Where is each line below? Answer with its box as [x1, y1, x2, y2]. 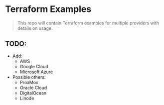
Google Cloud [19, 63, 48, 69]
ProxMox [19, 79, 38, 85]
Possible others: [12, 74, 46, 80]
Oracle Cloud [19, 85, 47, 91]
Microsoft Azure [19, 69, 53, 75]
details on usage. [17, 25, 53, 31]
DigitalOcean [19, 90, 47, 96]
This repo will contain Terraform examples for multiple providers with [17, 20, 160, 26]
